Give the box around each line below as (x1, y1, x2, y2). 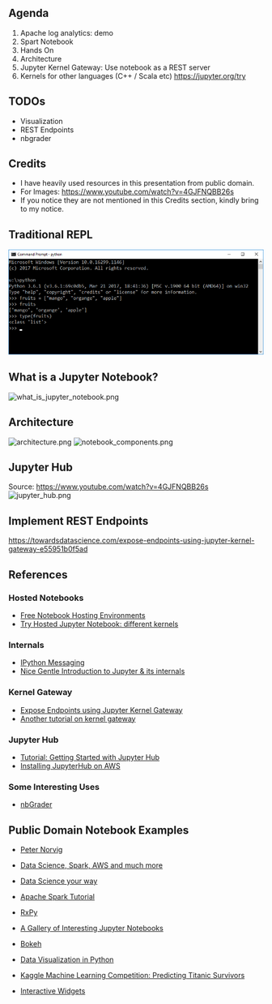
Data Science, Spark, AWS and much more (19, 860, 164, 870)
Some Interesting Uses (8, 781, 100, 792)
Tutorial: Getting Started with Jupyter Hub (19, 752, 160, 762)
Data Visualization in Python (19, 955, 114, 964)
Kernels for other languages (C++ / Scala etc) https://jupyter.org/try (19, 71, 246, 80)
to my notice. (19, 204, 65, 214)
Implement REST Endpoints (8, 514, 149, 528)
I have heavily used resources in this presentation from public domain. (19, 178, 255, 188)
